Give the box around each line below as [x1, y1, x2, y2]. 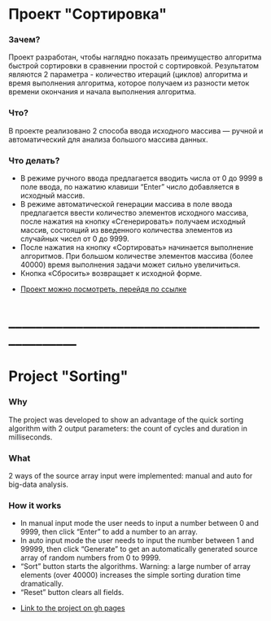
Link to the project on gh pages [20, 603, 125, 613]
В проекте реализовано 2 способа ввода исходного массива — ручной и [8, 125, 264, 135]
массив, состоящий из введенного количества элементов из [20, 225, 234, 235]
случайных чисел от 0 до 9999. [20, 234, 130, 244]
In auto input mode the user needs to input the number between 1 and [20, 536, 255, 545]
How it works [8, 500, 62, 511]
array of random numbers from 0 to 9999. [20, 553, 161, 562]
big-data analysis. [8, 479, 69, 489]
